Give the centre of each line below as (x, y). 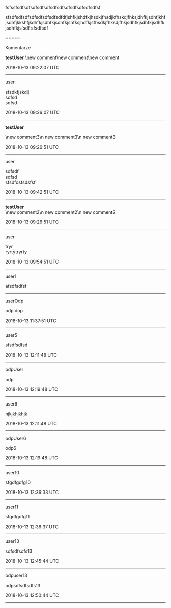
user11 (12, 507)
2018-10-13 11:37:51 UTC (31, 321)
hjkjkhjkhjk (17, 414)
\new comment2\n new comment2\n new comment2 (60, 212)
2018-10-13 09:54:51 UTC (32, 262)
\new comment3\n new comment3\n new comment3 (61, 137)
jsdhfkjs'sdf (18, 28)
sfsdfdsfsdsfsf (20, 182)
